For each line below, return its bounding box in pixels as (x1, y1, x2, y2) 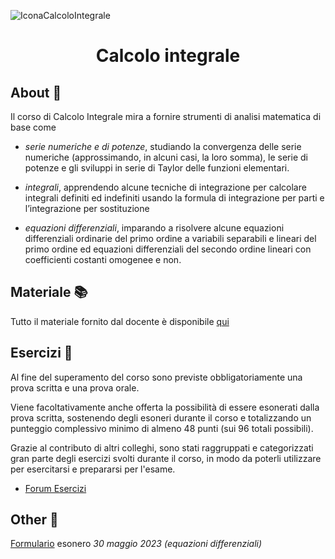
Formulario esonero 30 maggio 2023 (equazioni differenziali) (10, 538, 263, 550)
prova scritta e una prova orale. (10, 381, 140, 394)
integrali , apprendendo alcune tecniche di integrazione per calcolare (24, 181, 307, 193)
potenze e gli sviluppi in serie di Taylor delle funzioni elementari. (24, 162, 290, 174)
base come (10, 121, 57, 133)
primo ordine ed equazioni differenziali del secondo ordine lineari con (24, 243, 312, 255)
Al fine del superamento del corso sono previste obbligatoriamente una (10, 371, 303, 383)
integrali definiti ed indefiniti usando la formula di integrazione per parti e (24, 192, 325, 204)
